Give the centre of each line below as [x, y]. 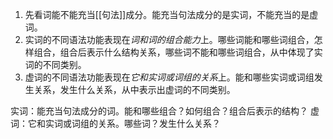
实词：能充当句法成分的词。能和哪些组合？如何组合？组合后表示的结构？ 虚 [165, 111]
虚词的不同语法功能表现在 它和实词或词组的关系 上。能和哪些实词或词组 [169, 77]
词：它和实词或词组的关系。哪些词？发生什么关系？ [115, 123]
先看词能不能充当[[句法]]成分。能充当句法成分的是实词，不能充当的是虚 [171, 14]
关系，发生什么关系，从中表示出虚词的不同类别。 [134, 89]
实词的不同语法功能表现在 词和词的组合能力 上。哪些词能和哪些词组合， [169, 39]
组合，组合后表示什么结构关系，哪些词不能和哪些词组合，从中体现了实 [178, 52]
